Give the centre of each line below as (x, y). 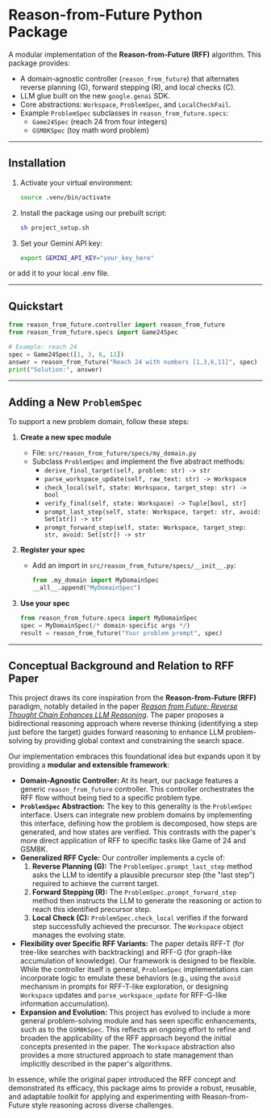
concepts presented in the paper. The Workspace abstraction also (127, 1047)
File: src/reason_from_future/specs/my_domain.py (114, 453)
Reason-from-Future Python (106, 15)
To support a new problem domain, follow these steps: (99, 422)
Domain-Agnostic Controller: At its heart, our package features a (129, 780)
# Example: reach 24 (43, 347)
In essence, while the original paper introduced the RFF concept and (122, 1079)
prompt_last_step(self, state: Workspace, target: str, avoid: (152, 512)
